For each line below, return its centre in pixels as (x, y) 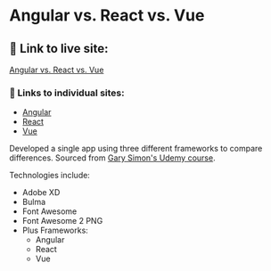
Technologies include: (50, 176)
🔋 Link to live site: (59, 49)
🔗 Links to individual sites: (67, 93)
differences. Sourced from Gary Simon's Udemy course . (112, 158)
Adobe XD (41, 193)
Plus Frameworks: (55, 230)
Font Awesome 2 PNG (62, 221)
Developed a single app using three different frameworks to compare (136, 149)
